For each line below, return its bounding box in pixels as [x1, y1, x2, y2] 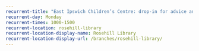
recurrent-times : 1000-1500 [5, 19, 75, 25]
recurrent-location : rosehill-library [5, 25, 102, 31]
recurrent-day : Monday [5, 14, 62, 20]
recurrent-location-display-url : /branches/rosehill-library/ [5, 36, 163, 42]
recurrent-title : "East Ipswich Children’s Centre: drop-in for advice [5, 8, 187, 15]
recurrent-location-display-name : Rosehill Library [5, 30, 136, 36]
